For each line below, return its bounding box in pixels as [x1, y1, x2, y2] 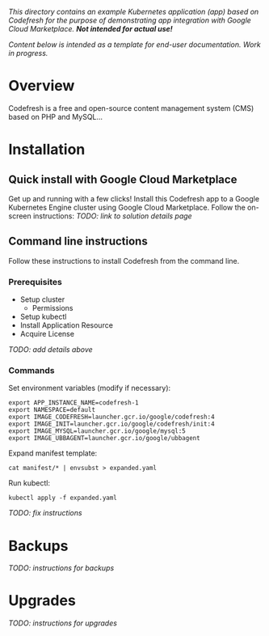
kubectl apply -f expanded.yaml [8, 494, 117, 502]
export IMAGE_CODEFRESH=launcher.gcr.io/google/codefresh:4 [8, 413, 216, 422]
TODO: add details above [8, 345, 93, 354]
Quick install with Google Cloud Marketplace [8, 172, 237, 186]
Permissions [32, 303, 74, 313]
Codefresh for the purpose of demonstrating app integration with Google [8, 15, 252, 25]
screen [8, 210, 32, 221]
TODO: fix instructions [8, 508, 82, 518]
